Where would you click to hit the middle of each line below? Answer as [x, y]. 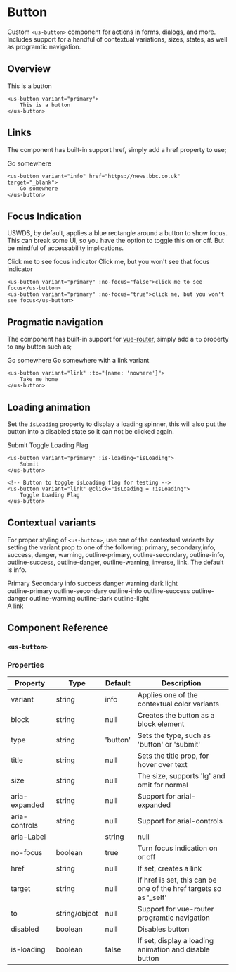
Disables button [163, 929]
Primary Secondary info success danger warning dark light [92, 583]
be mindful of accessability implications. [66, 248]
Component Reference [58, 628]
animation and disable [174, 949]
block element [161, 724]
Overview [29, 69]
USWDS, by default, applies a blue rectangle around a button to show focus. [118, 233]
